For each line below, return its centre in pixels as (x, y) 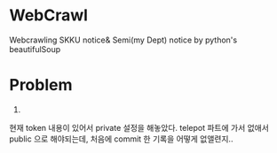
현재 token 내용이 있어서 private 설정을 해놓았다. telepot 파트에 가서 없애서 (139, 127)
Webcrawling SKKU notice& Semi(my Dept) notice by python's (123, 40)
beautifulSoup (35, 49)
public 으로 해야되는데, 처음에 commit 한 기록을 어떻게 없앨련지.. (121, 139)
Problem (41, 85)
